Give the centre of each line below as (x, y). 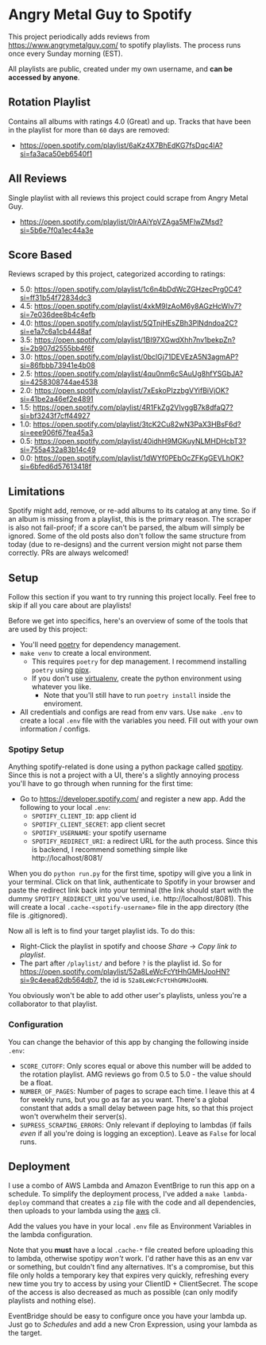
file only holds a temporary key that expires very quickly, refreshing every (129, 1275)
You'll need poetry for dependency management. (100, 644)
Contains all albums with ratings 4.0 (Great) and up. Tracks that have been (130, 121)
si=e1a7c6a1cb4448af (56, 332)
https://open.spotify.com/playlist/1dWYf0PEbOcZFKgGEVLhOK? (139, 458)
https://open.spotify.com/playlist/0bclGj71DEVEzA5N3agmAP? (137, 357)
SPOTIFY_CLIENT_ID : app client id (84, 816)
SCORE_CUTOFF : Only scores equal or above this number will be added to (135, 1066)
